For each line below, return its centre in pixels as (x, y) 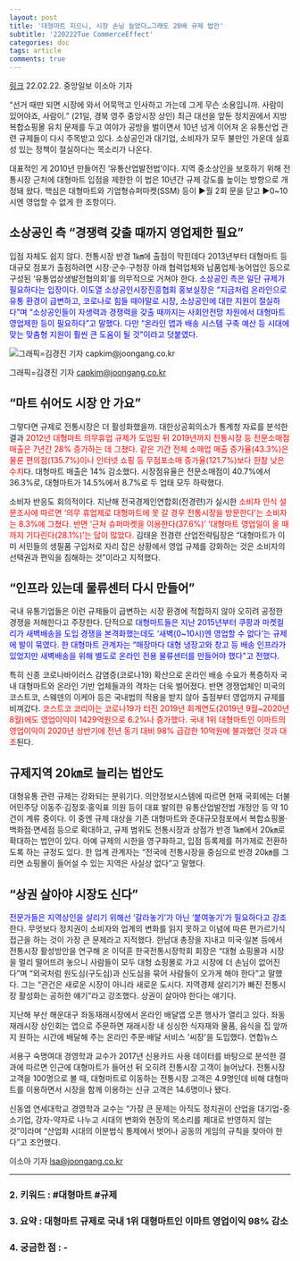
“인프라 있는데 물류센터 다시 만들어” (102, 588)
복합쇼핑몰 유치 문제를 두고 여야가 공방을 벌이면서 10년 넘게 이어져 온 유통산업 (144, 127)
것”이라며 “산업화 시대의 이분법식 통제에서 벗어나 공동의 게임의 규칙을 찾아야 (142, 1131)
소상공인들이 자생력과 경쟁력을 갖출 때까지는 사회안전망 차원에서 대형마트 (159, 312)
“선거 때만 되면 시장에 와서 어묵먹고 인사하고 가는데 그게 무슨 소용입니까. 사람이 (146, 105)
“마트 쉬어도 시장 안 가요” (75, 403)
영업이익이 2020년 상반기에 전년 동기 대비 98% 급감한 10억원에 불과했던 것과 (144, 731)
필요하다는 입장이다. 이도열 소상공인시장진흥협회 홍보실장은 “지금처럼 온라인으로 (148, 289)
